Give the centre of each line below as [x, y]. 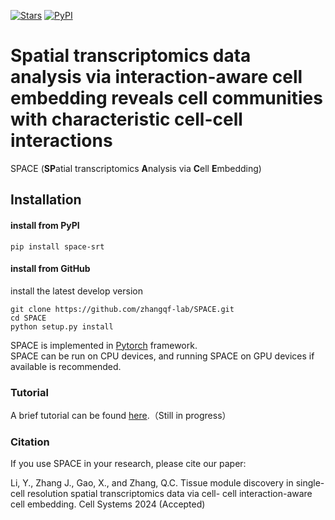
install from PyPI [45, 225]
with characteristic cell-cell [126, 119]
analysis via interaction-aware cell [156, 77]
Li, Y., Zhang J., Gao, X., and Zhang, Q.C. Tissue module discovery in [152, 483]
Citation [30, 442]
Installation [46, 200]
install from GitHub [50, 269]
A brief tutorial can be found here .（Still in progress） [121, 416]
